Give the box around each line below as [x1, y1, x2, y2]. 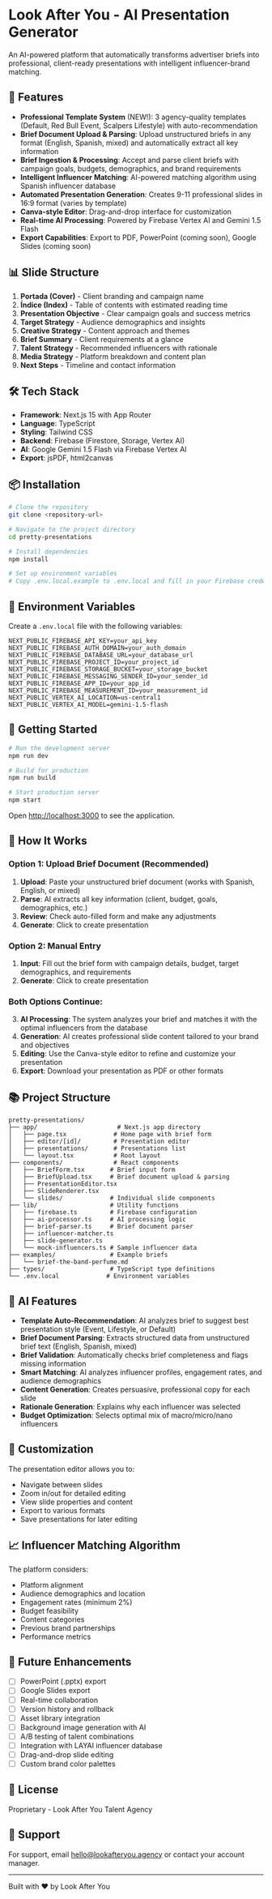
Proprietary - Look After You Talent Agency [8, 1804, 153, 1814]
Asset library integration [19, 1713, 101, 1723]
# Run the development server [8, 744, 111, 752]
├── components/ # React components [8, 1159, 180, 1167]
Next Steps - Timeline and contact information [19, 360, 176, 370]
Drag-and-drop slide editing [19, 1749, 114, 1760]
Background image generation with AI [19, 1722, 147, 1732]
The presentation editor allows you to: [8, 1464, 135, 1473]
